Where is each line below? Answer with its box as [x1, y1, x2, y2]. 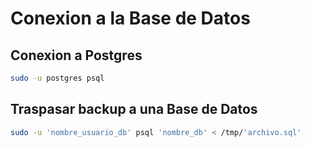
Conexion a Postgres [10, 47, 143, 64]
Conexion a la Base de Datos [10, 7, 251, 30]
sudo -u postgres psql [10, 73, 105, 83]
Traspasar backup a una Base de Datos [10, 101, 258, 118]
